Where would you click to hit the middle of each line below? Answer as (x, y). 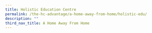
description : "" (22, 18)
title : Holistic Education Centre (41, 9)
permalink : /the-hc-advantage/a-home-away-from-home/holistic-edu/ (76, 14)
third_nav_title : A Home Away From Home (48, 23)
